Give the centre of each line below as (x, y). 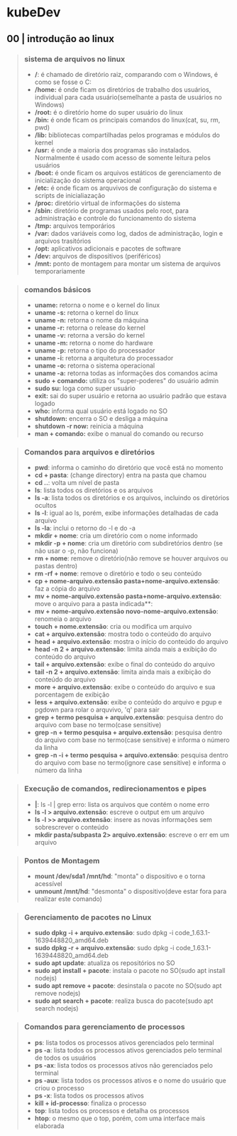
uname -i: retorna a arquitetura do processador (104, 358)
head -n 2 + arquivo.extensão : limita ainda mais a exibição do (126, 650)
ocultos (46, 506)
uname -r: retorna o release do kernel (90, 328)
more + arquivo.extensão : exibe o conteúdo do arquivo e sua (125, 687)
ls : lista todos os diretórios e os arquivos (94, 490)
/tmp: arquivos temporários (75, 226)
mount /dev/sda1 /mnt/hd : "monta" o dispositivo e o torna (120, 876)
